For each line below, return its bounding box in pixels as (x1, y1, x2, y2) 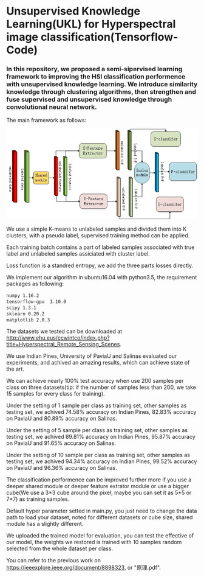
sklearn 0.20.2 (6, 311, 45, 317)
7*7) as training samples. (6, 495, 70, 503)
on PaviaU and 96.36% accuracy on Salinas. (6, 464, 117, 472)
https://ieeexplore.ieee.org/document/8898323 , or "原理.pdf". (6, 564, 161, 572)
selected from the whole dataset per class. (6, 545, 114, 552)
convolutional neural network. (6, 103, 97, 111)
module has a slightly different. (6, 520, 84, 528)
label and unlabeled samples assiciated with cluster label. (6, 250, 150, 257)
